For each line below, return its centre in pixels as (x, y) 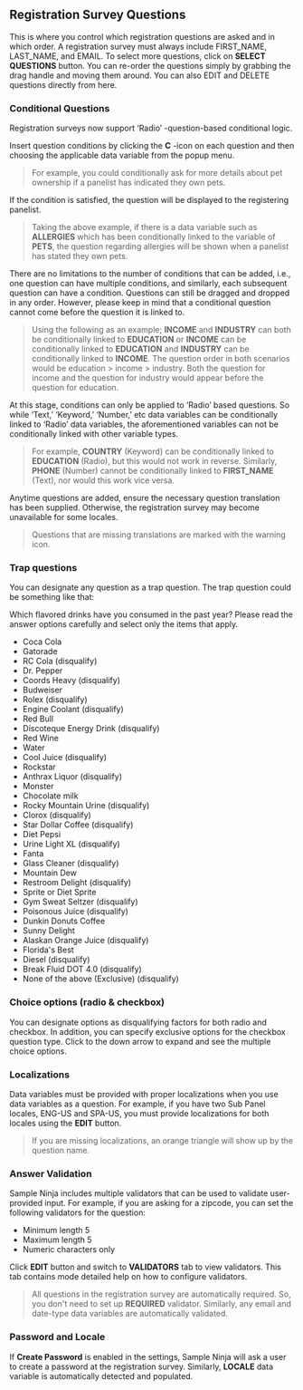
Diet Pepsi (42, 835)
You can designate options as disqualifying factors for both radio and (138, 1022)
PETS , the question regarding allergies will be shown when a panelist (160, 246)
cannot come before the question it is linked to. (97, 313)
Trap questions (43, 568)
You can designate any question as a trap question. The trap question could (151, 587)
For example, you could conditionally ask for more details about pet (157, 173)
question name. (61, 1150)
